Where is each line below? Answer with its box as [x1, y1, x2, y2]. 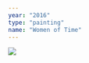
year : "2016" [8, 11, 51, 19]
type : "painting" [8, 19, 65, 26]
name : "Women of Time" [8, 26, 82, 33]
